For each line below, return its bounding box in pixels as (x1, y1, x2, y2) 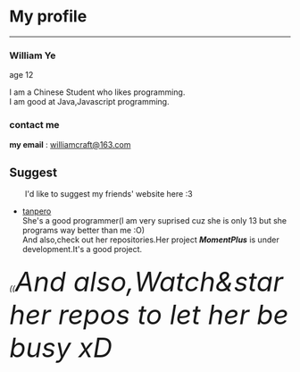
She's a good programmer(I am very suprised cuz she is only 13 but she (21, 216, 287, 226)
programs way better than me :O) (21, 225, 146, 236)
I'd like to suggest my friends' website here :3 (25, 189, 194, 199)
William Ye (9, 49, 56, 62)
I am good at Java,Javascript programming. (9, 97, 170, 107)
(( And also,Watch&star (9, 264, 284, 299)
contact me (9, 119, 60, 131)
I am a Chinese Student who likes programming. (9, 87, 186, 97)
